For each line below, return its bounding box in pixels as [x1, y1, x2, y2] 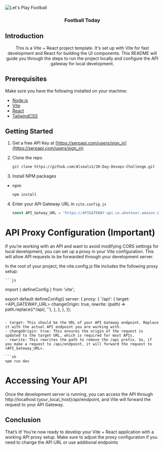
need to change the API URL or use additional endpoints [5, 439, 118, 445]
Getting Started [5, 127, 53, 135]
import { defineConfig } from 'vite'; [5, 286, 75, 292]
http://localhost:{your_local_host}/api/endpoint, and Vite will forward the [5, 396, 151, 402]
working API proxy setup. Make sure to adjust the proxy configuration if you [5, 434, 158, 440]
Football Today [64, 17, 100, 24]
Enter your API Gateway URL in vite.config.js [12, 201, 107, 207]
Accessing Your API [5, 375, 87, 386]
